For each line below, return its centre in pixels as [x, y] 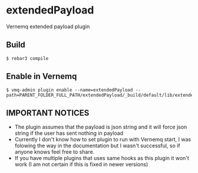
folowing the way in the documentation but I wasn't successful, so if [98, 146]
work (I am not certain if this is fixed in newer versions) [81, 164]
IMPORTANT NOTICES [48, 113]
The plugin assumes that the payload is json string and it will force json [101, 127]
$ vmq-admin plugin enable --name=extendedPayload [70, 90]
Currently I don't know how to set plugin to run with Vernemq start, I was [103, 140]
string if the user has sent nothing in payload [69, 133]
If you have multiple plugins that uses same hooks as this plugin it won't [102, 158]
